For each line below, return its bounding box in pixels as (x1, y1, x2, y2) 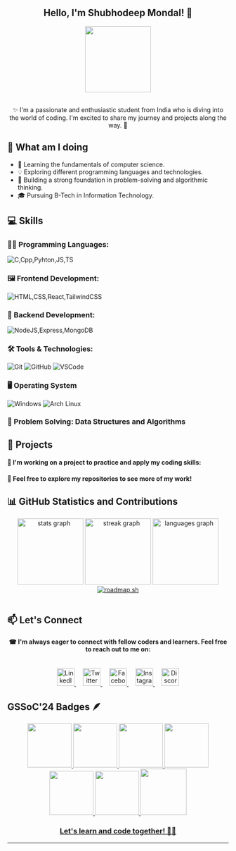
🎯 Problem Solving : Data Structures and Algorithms (7, 417, 186, 427)
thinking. (17, 183, 44, 191)
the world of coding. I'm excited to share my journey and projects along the (9, 114, 227, 122)
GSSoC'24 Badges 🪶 (7, 701, 102, 713)
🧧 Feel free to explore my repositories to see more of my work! (7, 475, 192, 483)
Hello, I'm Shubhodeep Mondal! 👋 (43, 7, 193, 19)
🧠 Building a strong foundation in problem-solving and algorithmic (17, 176, 209, 184)
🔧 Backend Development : (7, 310, 96, 319)
